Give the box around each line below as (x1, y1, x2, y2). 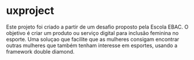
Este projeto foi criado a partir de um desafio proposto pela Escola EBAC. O (6, 23, 189, 30)
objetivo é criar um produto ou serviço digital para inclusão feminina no (6, 29, 179, 36)
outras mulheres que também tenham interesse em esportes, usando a (6, 42, 178, 49)
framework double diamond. (6, 48, 75, 55)
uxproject (6, 4, 55, 17)
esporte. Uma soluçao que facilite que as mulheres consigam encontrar (6, 36, 179, 43)
